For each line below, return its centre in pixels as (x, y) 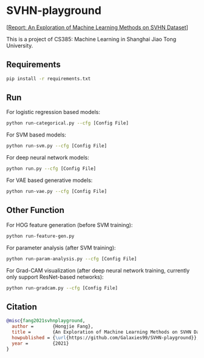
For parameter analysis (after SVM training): (61, 248)
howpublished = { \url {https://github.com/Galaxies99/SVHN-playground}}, (106, 337)
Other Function (36, 210)
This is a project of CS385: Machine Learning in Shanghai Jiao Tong (91, 39)
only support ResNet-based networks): (55, 277)
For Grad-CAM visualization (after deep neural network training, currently (98, 270)
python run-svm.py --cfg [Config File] (57, 146)
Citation (22, 307)
